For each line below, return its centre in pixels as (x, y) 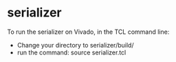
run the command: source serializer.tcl (71, 52)
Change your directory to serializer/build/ (75, 45)
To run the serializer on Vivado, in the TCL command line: (88, 32)
